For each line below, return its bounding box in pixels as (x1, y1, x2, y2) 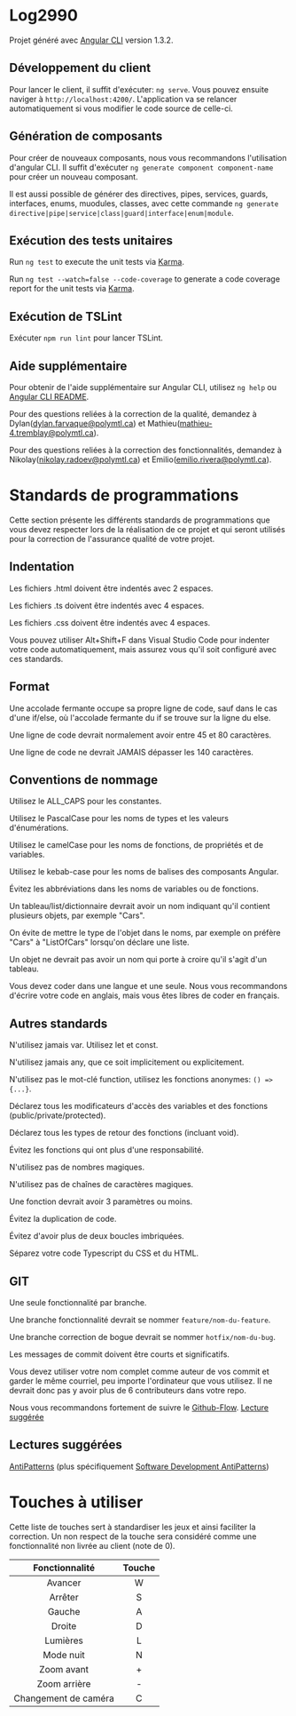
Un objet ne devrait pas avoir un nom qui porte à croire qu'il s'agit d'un (9, 954, 268, 965)
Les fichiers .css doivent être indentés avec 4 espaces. (9, 617, 211, 627)
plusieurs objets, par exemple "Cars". (9, 910, 145, 921)
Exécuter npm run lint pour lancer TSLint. (9, 332, 164, 343)
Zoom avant (39, 1663, 89, 1675)
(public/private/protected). (9, 1110, 106, 1121)
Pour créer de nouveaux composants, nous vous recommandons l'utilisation (9, 152, 287, 163)
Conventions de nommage (9, 772, 158, 787)
